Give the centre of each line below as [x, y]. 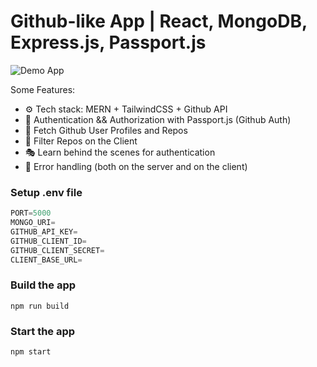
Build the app [43, 285]
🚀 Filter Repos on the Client [81, 141]
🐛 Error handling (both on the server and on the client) [136, 166]
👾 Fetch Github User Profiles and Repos [106, 130]
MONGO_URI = [33, 223]
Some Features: [43, 89]
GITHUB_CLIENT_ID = [48, 241]
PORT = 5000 [31, 213]
